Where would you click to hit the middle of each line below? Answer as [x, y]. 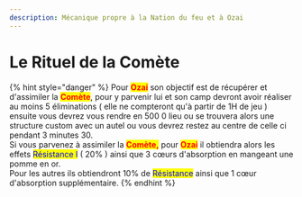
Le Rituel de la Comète [95, 62]
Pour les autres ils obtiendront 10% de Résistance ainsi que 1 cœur [133, 173]
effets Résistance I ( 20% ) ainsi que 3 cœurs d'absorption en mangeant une [151, 154]
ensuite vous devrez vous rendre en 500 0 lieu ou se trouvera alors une [142, 116]
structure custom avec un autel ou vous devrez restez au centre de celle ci [148, 125]
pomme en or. [35, 164]
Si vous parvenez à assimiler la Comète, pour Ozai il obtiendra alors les [142, 144]
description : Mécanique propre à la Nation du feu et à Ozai [127, 18]
